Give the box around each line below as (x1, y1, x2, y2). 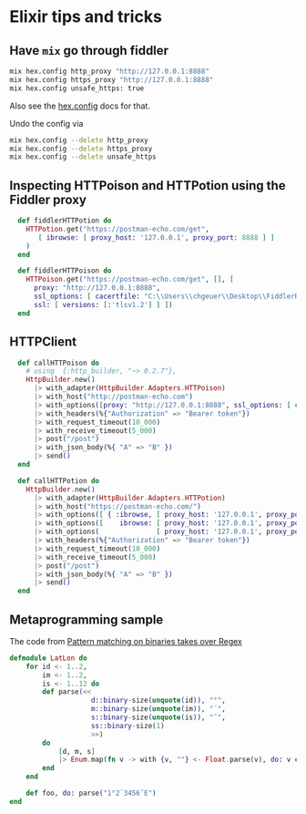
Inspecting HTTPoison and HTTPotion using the (9, 178, 286, 193)
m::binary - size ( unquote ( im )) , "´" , (90, 705, 226, 714)
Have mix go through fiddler (9, 43, 169, 58)
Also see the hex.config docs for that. (9, 100, 150, 111)
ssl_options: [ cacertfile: (33, 292, 141, 302)
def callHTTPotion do (17, 476, 100, 485)
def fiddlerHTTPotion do (17, 216, 112, 225)
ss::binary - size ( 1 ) (90, 721, 166, 730)
